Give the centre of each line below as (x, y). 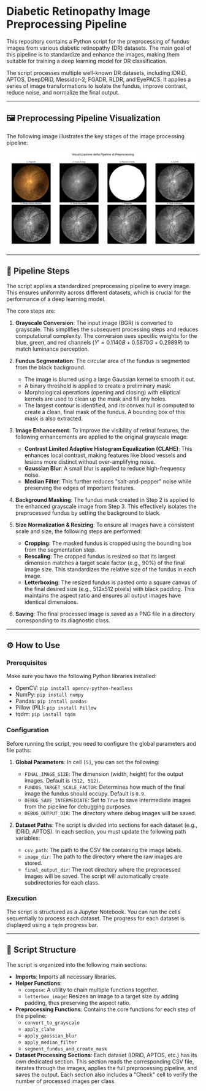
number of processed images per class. (66, 1081)
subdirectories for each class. (62, 882)
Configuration (28, 730)
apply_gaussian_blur (51, 1036)
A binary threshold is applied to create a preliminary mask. (98, 386)
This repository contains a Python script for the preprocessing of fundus (98, 41)
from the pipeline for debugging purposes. (78, 807)
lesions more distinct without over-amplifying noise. (90, 461)
